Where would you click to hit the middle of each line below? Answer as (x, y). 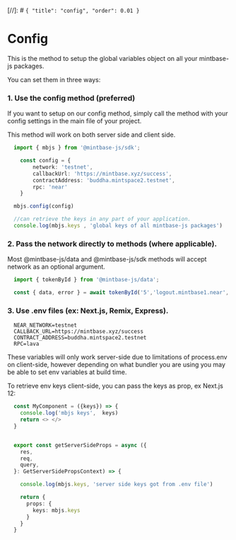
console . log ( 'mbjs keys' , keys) (69, 413)
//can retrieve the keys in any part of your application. (102, 219)
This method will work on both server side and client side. (92, 135)
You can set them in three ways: (54, 79)
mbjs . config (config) (44, 206)
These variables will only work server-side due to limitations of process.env (117, 357)
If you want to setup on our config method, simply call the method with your (118, 113)
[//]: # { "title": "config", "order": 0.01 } (73, 10)
